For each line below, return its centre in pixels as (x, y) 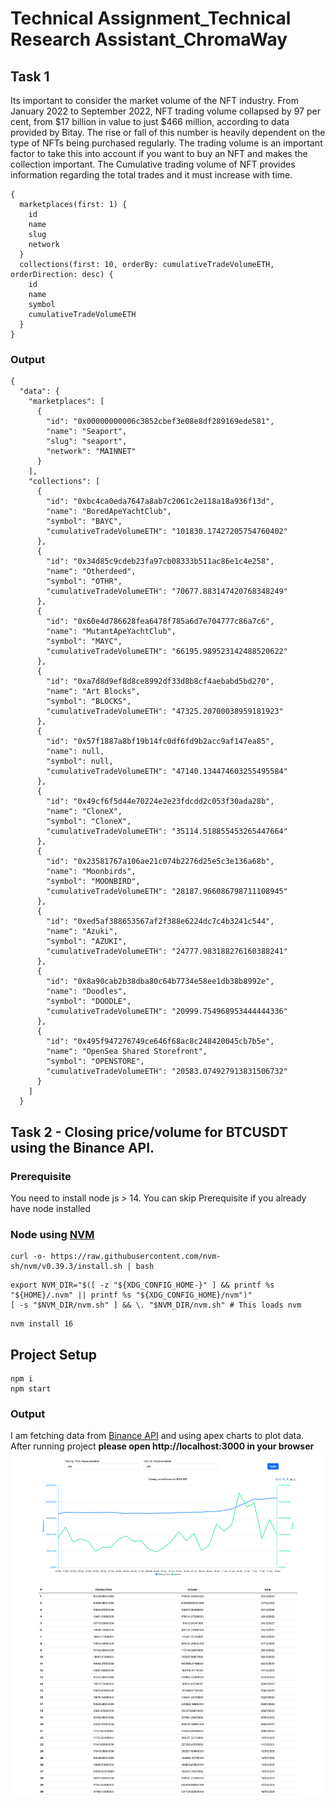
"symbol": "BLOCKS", (89, 702)
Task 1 (30, 76)
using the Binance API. (82, 1147)
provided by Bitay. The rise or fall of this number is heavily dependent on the (168, 132)
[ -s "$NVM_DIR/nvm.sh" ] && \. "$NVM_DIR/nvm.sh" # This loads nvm (156, 1305)
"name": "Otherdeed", (91, 572)
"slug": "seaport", (87, 442)
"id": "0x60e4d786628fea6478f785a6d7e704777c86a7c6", (160, 622)
